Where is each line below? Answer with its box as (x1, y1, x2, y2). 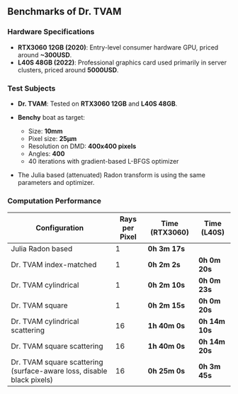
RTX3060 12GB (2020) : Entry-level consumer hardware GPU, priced (17, 43, 219, 52)
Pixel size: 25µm (28, 134, 77, 142)
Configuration (35, 223, 84, 233)
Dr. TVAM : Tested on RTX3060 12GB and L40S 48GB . (17, 99, 178, 108)
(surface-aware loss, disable (11, 366, 108, 376)
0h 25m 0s (147, 366, 186, 376)
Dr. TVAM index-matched (11, 260, 97, 270)
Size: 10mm (28, 127, 63, 135)
